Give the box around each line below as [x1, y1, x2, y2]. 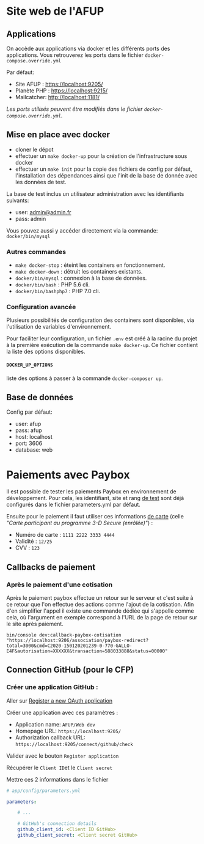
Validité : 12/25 [15, 537, 53, 545]
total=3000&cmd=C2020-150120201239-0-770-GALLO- [6, 643, 133, 649]
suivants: [6, 196, 29, 204]
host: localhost [15, 433, 53, 441]
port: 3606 [15, 439, 43, 447]
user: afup [15, 420, 42, 428]
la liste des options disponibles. [6, 348, 86, 356]
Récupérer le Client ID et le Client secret [6, 764, 113, 771]
